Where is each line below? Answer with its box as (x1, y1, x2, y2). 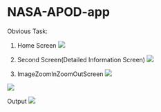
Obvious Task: (7, 27, 48, 35)
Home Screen (17, 41, 57, 49)
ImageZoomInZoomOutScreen (17, 70, 104, 78)
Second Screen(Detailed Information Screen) (17, 55, 146, 64)
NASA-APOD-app (7, 4, 111, 20)
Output (7, 97, 27, 105)
